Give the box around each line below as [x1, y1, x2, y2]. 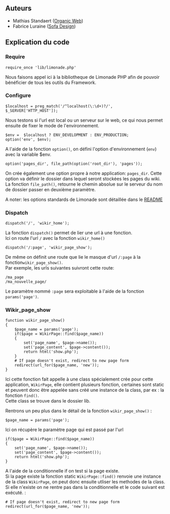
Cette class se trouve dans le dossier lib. [5, 398, 91, 404]
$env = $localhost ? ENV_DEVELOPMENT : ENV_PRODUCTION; [5, 132, 129, 138]
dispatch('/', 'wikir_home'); [5, 221, 70, 226]
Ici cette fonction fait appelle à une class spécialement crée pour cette [5, 376, 153, 383]
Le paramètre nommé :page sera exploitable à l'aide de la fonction [5, 288, 144, 295]
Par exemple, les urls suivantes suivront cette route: [5, 265, 114, 271]
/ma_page [5, 275, 24, 280]
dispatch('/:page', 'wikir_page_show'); [5, 245, 93, 250]
